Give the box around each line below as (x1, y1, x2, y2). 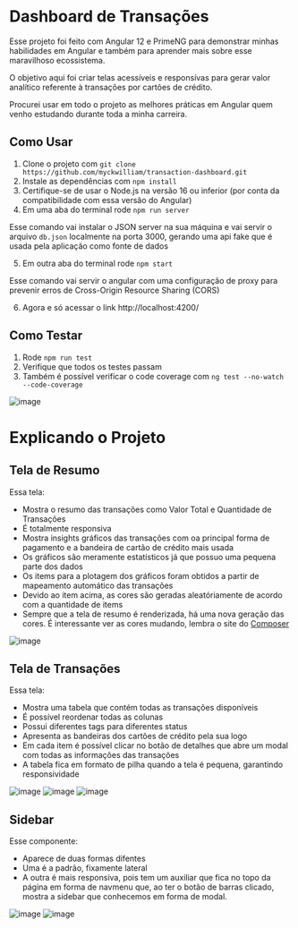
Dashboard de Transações (9, 6, 209, 27)
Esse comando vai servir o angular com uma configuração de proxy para (9, 275, 278, 285)
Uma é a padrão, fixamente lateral (21, 863, 148, 873)
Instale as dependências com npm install (21, 175, 177, 186)
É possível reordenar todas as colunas (21, 711, 164, 722)
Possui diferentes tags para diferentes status (21, 721, 188, 732)
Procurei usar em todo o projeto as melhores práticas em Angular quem (9, 98, 273, 109)
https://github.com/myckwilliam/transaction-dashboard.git (21, 167, 248, 176)
